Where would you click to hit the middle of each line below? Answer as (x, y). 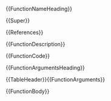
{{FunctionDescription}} (35, 44)
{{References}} (25, 32)
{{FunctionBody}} (28, 91)
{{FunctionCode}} (28, 56)
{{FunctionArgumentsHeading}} (45, 68)
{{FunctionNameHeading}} (39, 9)
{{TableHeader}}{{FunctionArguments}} (55, 79)
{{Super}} (18, 20)
